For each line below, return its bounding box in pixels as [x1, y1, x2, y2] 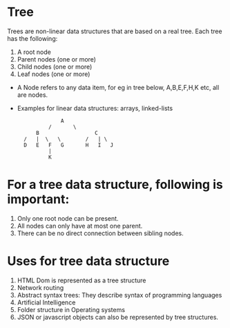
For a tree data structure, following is [7, 177, 223, 192]
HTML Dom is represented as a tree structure [17, 276, 146, 284]
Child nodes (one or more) [17, 62, 93, 71]
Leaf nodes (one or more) [17, 70, 90, 78]
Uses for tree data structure [7, 253, 170, 269]
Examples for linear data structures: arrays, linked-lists [17, 104, 173, 112]
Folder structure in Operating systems [17, 305, 126, 313]
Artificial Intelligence [17, 298, 76, 307]
